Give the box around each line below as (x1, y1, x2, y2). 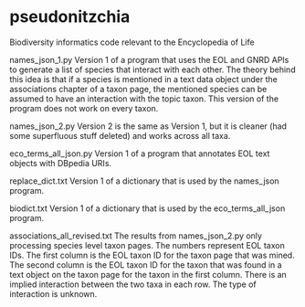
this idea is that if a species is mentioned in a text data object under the (9, 73, 279, 84)
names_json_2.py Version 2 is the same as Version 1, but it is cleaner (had (9, 121, 288, 132)
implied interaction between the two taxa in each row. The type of (9, 279, 258, 290)
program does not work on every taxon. (9, 102, 159, 113)
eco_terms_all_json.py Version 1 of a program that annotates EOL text (9, 148, 270, 159)
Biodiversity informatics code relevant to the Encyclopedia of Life (9, 37, 255, 48)
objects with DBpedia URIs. (9, 157, 112, 168)
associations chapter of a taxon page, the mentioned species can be (9, 83, 268, 94)
